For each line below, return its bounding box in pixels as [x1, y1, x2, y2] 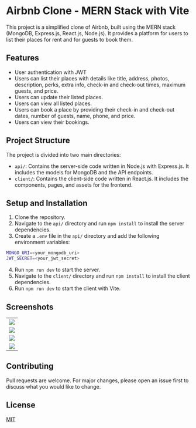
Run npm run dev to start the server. [14, 266, 101, 274]
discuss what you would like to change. [6, 383, 101, 390]
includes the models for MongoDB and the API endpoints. [14, 168, 153, 176]
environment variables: [14, 239, 70, 246]
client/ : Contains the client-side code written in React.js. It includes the [14, 175, 189, 182]
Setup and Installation [6, 198, 88, 208]
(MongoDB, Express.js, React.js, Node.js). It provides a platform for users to [6, 29, 188, 36]
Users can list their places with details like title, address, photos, [14, 75, 170, 82]
